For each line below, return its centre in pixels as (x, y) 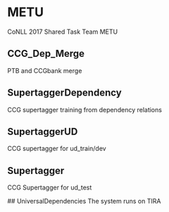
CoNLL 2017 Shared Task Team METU (63, 32)
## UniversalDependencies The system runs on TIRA (84, 201)
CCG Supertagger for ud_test (50, 187)
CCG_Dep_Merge (46, 54)
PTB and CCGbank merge (45, 70)
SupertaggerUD (43, 132)
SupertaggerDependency (64, 93)
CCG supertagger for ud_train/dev (57, 149)
